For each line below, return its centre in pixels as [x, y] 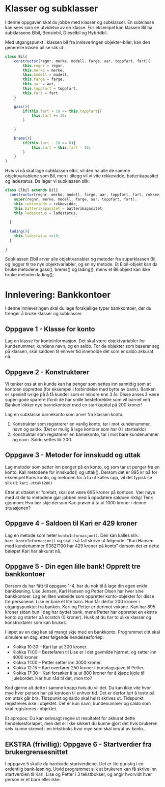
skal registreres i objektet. [31, 709]
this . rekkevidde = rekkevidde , [46, 204]
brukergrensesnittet [36, 752]
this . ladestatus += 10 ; [37, 236]
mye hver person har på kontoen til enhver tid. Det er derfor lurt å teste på [80, 693]
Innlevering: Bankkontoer [58, 295]
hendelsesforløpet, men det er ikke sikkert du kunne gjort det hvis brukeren [82, 723]
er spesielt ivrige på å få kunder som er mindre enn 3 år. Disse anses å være [82, 394]
